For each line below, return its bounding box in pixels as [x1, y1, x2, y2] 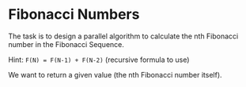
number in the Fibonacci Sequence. [8, 39, 125, 49]
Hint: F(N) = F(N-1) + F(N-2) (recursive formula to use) [8, 55, 190, 64]
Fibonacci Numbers [8, 5, 140, 24]
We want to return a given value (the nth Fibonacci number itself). [8, 70, 223, 79]
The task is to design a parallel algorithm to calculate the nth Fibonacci [8, 31, 239, 41]
